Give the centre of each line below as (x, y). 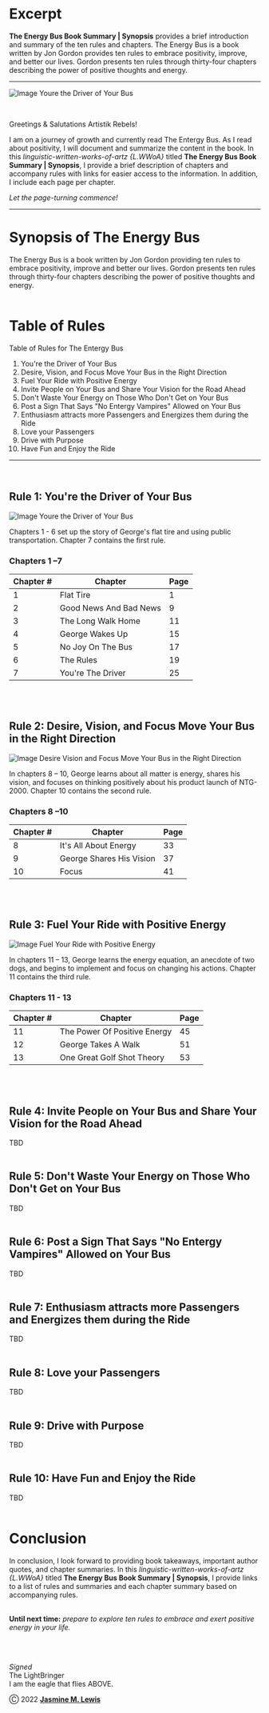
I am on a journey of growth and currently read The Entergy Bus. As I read (131, 139)
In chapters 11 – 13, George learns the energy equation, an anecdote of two (132, 959)
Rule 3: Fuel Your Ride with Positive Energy (118, 925)
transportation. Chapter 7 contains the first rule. (87, 540)
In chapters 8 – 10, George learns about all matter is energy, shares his (125, 774)
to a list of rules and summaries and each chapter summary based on (123, 1586)
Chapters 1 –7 (36, 561)
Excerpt (36, 14)
